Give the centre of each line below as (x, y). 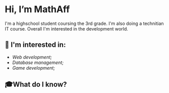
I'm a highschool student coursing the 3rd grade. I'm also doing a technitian (84, 23)
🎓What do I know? (36, 85)
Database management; (38, 63)
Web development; (32, 57)
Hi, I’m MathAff (37, 9)
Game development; (33, 68)
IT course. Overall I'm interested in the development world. (67, 28)
